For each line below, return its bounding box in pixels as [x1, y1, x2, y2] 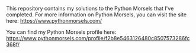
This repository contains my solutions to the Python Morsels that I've [6, 5, 174, 12]
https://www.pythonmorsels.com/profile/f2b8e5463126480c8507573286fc [6, 35, 190, 41]
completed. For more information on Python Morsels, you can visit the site [6, 11, 187, 18]
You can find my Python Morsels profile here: [6, 29, 117, 36]
